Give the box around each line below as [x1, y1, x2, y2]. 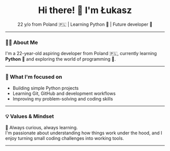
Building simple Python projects [12, 85, 79, 91]
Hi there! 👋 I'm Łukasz [37, 5, 133, 16]
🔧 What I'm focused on [5, 73, 62, 80]
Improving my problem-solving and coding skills [12, 95, 113, 102]
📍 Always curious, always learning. [5, 124, 78, 130]
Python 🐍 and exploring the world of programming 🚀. [5, 56, 116, 62]
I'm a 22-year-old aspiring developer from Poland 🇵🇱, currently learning [5, 51, 157, 57]
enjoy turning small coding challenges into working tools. [5, 135, 124, 141]
